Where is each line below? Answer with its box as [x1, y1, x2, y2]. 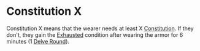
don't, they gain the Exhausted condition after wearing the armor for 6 [6, 31, 183, 38]
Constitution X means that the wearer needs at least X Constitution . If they [6, 25, 194, 32]
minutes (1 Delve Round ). [6, 37, 69, 45]
